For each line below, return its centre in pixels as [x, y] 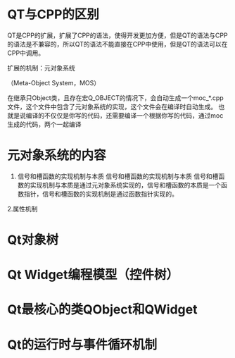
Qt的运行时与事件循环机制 [82, 344]
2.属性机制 [23, 209]
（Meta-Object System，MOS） [54, 82]
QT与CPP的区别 [53, 14]
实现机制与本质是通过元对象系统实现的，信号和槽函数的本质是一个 [126, 185]
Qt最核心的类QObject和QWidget [102, 310]
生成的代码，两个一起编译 [44, 124]
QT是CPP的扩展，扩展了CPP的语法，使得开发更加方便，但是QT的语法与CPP [118, 35]
